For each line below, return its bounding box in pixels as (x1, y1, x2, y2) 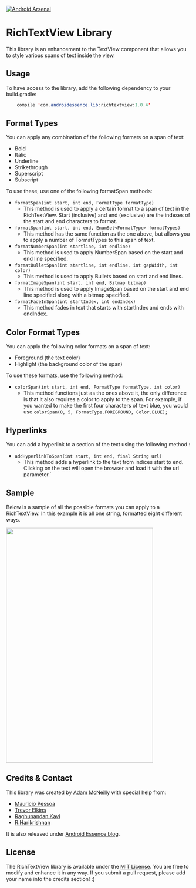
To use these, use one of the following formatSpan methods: (6, 188, 153, 195)
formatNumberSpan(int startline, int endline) (14, 244, 131, 250)
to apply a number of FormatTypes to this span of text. (23, 237, 156, 244)
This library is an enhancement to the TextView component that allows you (6, 45, 187, 52)
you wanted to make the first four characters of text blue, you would (23, 402, 188, 409)
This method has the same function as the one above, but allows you (23, 230, 190, 237)
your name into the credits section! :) (6, 875, 95, 882)
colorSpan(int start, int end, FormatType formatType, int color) (14, 385, 181, 391)
